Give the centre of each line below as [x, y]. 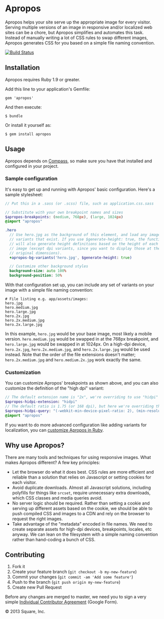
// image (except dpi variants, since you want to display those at [81, 248]
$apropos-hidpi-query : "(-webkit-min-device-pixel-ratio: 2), [70, 411]
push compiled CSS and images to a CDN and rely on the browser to [81, 513]
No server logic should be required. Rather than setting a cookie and [81, 503]
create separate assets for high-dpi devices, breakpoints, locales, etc [82, 529]
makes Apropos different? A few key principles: [52, 462]
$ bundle [14, 116]
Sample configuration [31, 179]
